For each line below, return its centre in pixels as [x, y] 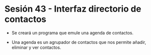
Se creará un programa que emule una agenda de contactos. [73, 33]
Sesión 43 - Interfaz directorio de [73, 9]
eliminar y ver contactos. [36, 47]
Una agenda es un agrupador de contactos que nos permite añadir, [79, 42]
